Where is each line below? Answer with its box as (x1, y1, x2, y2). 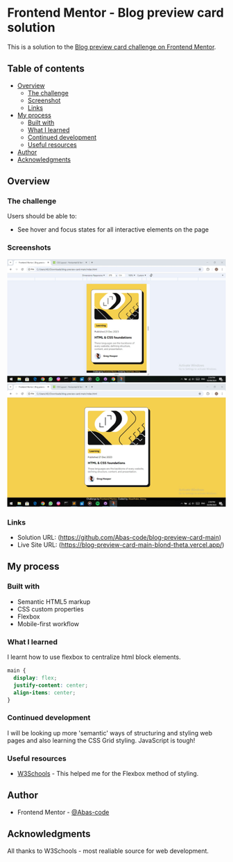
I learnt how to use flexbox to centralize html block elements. (7, 653, 182, 662)
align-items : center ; (13, 689, 76, 696)
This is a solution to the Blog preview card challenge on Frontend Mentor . (7, 42, 216, 51)
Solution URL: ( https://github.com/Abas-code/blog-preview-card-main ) (17, 534, 222, 542)
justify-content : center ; (13, 682, 89, 689)
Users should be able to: (7, 212, 78, 221)
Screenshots (7, 243, 51, 253)
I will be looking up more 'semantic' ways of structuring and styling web (7, 728, 213, 737)
